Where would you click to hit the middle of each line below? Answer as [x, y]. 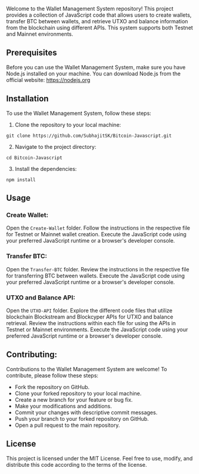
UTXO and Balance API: [41, 297]
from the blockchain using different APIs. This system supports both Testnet [100, 27]
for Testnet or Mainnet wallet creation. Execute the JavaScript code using [96, 234]
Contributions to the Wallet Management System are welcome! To [87, 369]
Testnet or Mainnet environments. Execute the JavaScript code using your [97, 329]
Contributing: [32, 355]
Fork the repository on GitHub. [52, 387]
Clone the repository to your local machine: [68, 124]
